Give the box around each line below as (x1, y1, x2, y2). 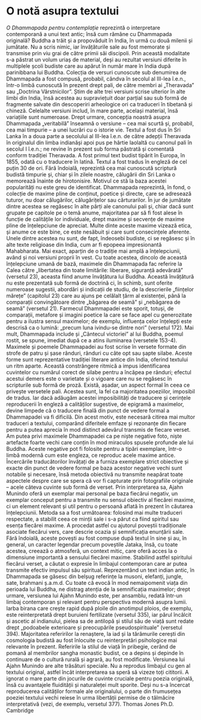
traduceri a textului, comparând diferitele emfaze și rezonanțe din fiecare (6, 419, 187, 427)
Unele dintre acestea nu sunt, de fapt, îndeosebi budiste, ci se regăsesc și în (6, 234, 195, 241)
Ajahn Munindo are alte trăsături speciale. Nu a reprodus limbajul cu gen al (6, 662, 191, 669)
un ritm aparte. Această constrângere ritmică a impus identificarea (6, 362, 170, 369)
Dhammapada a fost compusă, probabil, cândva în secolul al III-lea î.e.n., (6, 75, 186, 82)
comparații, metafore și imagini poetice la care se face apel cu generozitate (6, 311, 193, 318)
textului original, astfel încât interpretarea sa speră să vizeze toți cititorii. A (6, 668, 189, 676)
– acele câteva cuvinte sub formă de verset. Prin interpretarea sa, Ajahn (6, 483, 184, 491)
